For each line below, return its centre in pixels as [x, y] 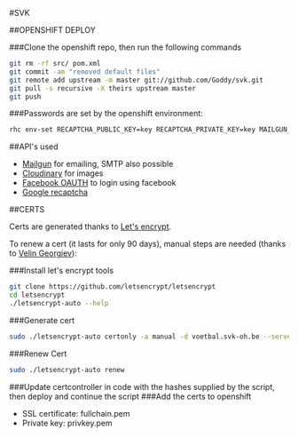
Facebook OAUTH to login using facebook [99, 183]
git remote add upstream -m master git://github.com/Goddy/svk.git [137, 80]
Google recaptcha [55, 192]
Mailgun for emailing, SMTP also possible [98, 164]
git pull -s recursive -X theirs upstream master [103, 88]
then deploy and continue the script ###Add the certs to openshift [130, 396]
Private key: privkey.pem [67, 423]
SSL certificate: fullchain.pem [76, 413]
